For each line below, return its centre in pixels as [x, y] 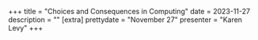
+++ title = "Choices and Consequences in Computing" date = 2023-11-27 [129, 11]
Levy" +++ [26, 28]
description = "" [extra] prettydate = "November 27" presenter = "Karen [125, 20]
